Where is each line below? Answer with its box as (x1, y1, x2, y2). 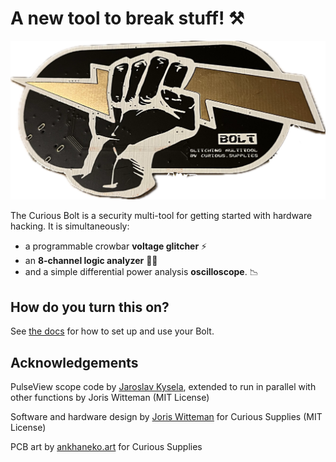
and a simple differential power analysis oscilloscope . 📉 (24, 266, 259, 278)
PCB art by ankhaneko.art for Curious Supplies (10, 441, 203, 453)
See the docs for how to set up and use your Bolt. (10, 325, 215, 337)
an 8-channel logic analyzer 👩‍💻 (24, 255, 158, 267)
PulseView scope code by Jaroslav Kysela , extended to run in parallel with (10, 381, 317, 393)
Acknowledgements (10, 354, 139, 371)
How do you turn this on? (10, 298, 170, 316)
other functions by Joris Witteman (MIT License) (10, 392, 210, 404)
